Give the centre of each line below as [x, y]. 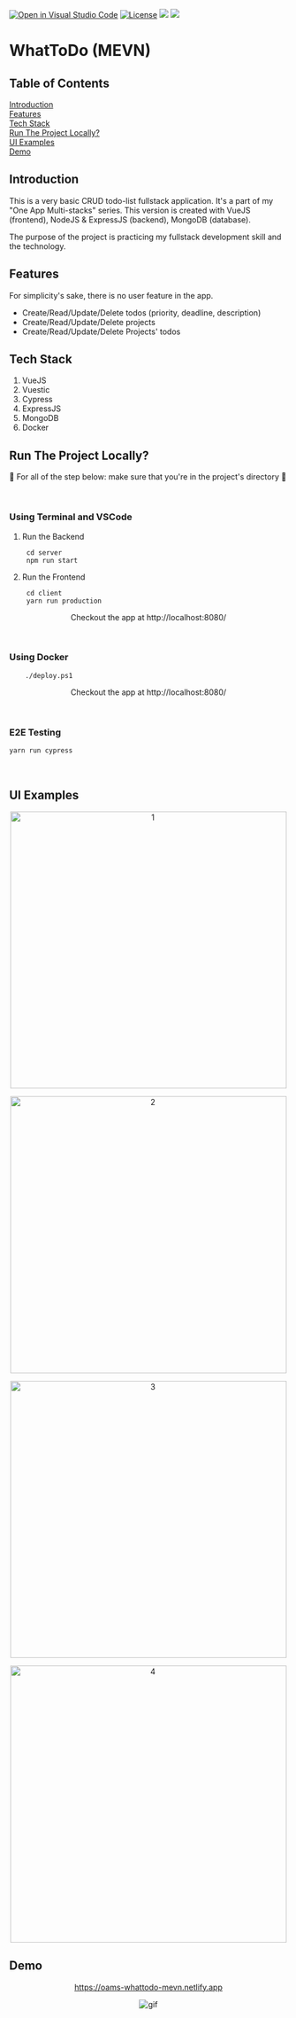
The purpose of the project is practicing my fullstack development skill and [145, 237]
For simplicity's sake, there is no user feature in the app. [111, 295]
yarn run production [64, 601]
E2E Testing [35, 732]
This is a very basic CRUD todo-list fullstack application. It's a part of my [141, 200]
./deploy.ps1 [49, 675]
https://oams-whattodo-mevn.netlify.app [148, 1987]
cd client [44, 593]
